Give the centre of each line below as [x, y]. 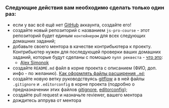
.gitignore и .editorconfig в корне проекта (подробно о [74, 84]
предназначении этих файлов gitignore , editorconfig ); [70, 90]
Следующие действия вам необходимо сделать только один [85, 8]
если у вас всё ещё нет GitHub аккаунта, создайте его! [72, 25]
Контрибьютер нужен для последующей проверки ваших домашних [87, 52]
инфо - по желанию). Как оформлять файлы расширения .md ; [79, 74]
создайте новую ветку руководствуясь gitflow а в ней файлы [78, 79]
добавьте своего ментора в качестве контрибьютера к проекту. [82, 47]
